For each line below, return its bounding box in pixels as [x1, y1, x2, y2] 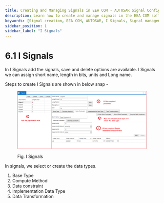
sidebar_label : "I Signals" [5, 28, 62, 34]
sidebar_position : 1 [5, 24, 47, 28]
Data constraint [12, 183, 43, 189]
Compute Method [12, 178, 48, 183]
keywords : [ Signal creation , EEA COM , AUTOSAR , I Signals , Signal [5, 18, 143, 23]
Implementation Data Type [12, 188, 65, 194]
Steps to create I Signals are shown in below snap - [5, 81, 108, 87]
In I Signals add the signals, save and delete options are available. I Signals [5, 67, 155, 73]
